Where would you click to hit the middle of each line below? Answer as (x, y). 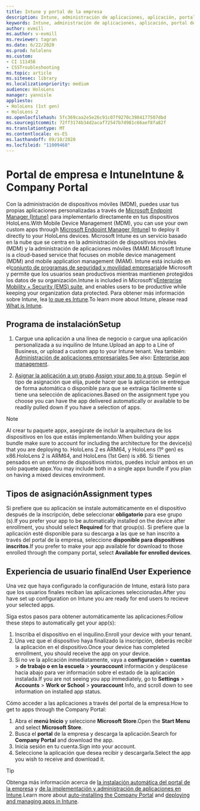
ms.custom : (20, 56)
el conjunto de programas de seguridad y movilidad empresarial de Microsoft (99, 267)
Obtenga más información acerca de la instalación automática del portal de (98, 782)
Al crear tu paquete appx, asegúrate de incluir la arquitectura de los (89, 430)
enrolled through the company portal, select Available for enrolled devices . (99, 553)
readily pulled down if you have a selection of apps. (78, 408)
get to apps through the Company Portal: (56, 709)
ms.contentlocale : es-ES (37, 134)
